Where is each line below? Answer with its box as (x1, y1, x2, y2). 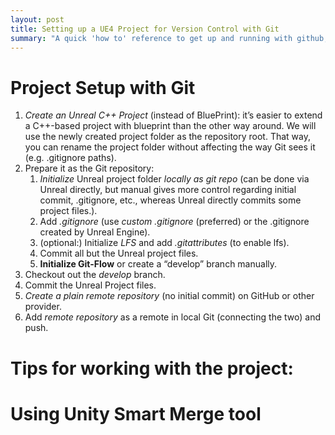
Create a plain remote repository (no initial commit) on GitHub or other (24, 290, 315, 302)
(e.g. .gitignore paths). (24, 152, 117, 164)
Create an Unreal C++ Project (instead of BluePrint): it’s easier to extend (24, 109, 323, 121)
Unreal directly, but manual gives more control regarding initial (39, 184, 297, 196)
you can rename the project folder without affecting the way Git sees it (24, 141, 316, 153)
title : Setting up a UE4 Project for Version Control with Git (10, 24, 280, 34)
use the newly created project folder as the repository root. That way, (24, 131, 312, 143)
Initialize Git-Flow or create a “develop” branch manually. (39, 258, 278, 270)
